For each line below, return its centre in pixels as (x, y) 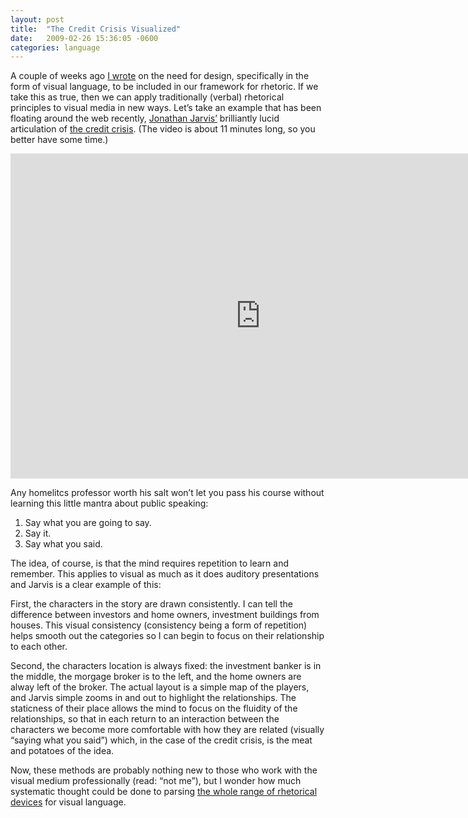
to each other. (39, 647)
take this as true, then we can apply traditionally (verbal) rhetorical (147, 97)
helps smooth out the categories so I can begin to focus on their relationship (167, 636)
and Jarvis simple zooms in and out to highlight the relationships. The (153, 698)
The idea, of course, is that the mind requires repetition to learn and (150, 563)
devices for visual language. (68, 802)
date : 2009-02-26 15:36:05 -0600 (84, 38)
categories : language (55, 47)
